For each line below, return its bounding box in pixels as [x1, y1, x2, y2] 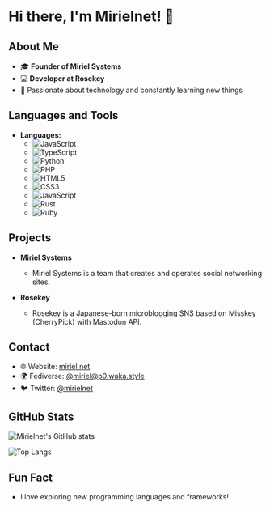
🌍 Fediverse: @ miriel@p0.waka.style [19, 372, 146, 381]
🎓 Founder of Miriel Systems [19, 62, 122, 71]
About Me [8, 40, 59, 53]
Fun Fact [8, 470, 53, 484]
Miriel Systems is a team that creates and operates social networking [32, 268, 263, 278]
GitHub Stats [8, 410, 74, 423]
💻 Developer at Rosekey [19, 74, 105, 83]
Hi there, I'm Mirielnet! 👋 [8, 7, 175, 26]
